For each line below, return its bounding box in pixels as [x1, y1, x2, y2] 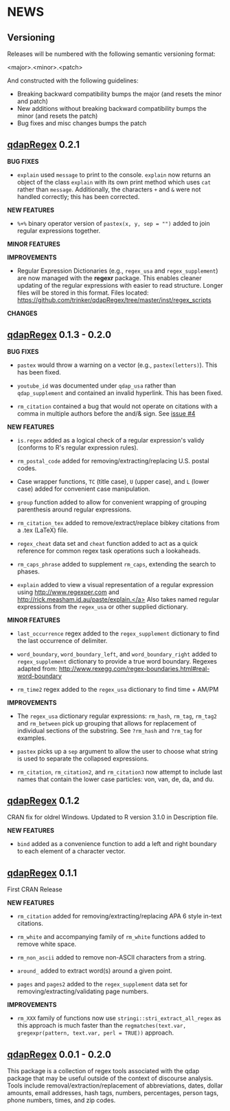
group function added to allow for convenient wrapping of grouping [16, 498, 207, 506]
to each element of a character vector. [16, 847, 126, 856]
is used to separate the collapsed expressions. [16, 754, 149, 763]
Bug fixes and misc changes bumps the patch [16, 119, 147, 127]
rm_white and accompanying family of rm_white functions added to [16, 933, 206, 941]
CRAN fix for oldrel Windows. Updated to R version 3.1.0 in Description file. [7, 813, 218, 821]
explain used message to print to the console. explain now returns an [16, 170, 211, 179]
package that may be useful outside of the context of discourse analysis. [7, 1075, 214, 1083]
